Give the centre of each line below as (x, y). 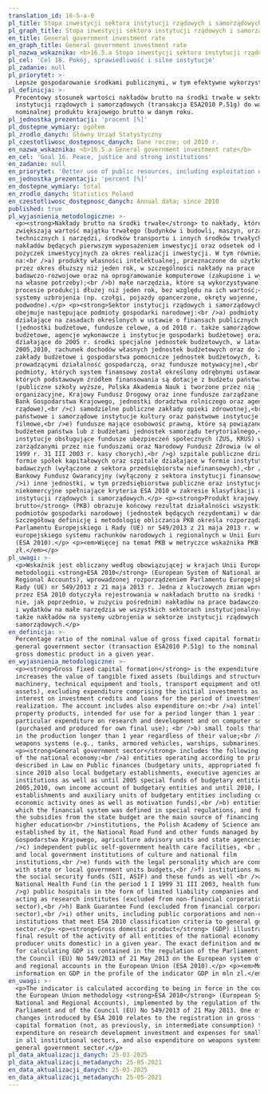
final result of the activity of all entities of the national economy (137, 936)
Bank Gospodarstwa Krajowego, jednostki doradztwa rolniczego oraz (130, 402)
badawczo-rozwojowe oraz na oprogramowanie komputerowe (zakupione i (133, 275)
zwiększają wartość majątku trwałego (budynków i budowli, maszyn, (130, 231)
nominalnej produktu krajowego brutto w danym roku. (105, 113)
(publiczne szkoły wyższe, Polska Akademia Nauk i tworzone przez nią (135, 387)
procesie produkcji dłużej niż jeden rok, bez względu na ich (121, 291)
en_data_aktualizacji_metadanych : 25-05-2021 (85, 1077)
